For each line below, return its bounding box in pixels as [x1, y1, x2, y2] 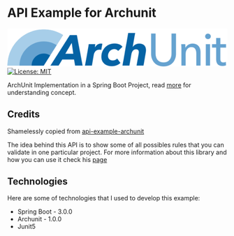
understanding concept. [7, 88, 77, 96]
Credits [7, 108, 41, 120]
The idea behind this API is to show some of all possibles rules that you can [7, 140, 225, 149]
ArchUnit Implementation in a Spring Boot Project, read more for [7, 80, 191, 89]
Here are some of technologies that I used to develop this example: [7, 194, 200, 202]
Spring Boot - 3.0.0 [17, 207, 73, 216]
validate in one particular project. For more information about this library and [7, 148, 227, 156]
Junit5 [17, 222, 36, 231]
